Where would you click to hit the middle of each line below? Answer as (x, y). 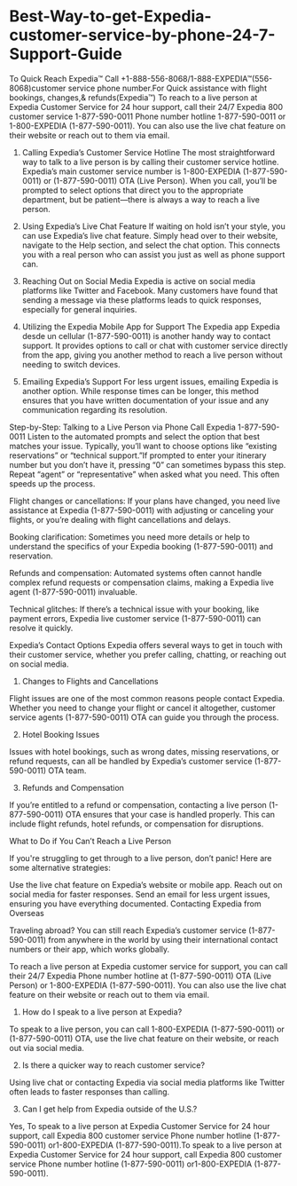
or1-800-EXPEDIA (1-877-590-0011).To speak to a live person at (165, 1145)
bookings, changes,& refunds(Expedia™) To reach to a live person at (133, 97)
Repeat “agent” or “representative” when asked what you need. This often (145, 474)
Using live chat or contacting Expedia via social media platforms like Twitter (147, 1082)
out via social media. (47, 1048)
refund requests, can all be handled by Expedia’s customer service (131, 761)
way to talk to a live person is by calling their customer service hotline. (150, 162)
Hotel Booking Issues (61, 734)
